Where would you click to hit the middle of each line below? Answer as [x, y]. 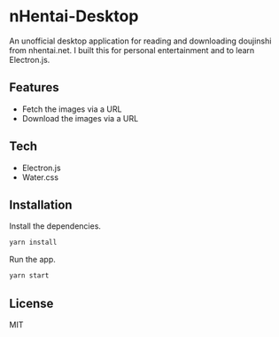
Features [34, 87]
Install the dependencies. [55, 226]
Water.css [40, 177]
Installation [41, 204]
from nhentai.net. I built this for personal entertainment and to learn [132, 50]
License [31, 303]
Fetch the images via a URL [72, 109]
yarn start [29, 276]
